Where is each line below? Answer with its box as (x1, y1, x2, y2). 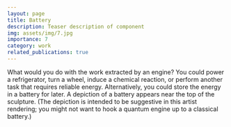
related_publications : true (7, 49, 89, 56)
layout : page (7, 10, 45, 17)
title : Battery (7, 17, 51, 24)
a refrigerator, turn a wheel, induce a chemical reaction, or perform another (7, 75, 223, 83)
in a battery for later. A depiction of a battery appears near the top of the (7, 90, 215, 98)
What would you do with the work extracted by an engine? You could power (7, 67, 225, 76)
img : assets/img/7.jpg (7, 29, 73, 37)
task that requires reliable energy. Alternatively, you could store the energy (7, 83, 221, 91)
